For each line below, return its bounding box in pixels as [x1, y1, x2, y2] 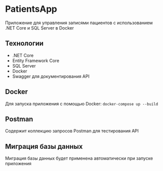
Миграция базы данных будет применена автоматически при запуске [5, 155, 153, 161]
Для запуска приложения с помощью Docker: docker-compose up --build [5, 101, 158, 106]
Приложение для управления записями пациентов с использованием [5, 20, 153, 26]
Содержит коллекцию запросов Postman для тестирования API [5, 128, 139, 134]
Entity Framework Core [12, 58, 59, 64]
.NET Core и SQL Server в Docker [5, 25, 74, 31]
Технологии [5, 39, 43, 48]
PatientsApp [5, 3, 57, 15]
